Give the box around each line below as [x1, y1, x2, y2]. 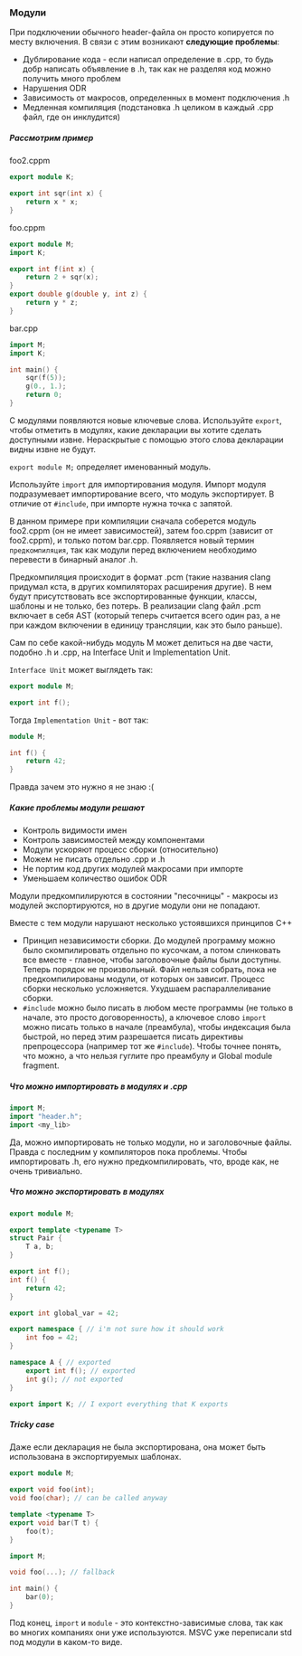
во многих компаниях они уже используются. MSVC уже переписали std [9, 1626, 292, 1638]
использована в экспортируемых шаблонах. [9, 1452, 182, 1462]
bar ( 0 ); [25, 1593, 54, 1602]
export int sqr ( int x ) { [9, 189, 103, 198]
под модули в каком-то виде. [9, 1636, 123, 1647]
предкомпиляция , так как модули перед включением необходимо [9, 544, 258, 555]
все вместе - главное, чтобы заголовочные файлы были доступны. [22, 954, 282, 965]
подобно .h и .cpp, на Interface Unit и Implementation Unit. [9, 647, 231, 658]
